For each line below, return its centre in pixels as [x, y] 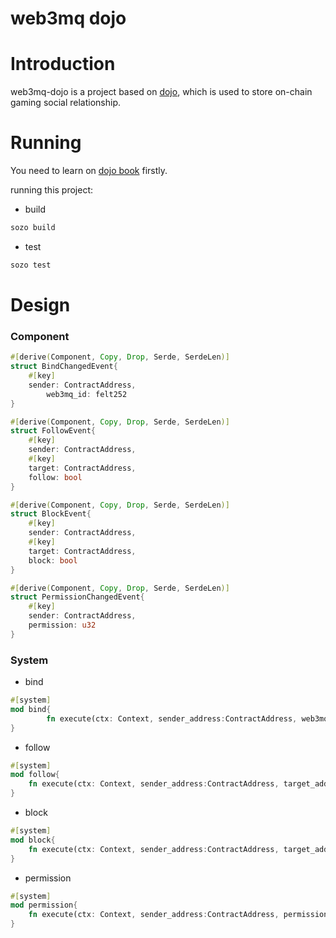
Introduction [63, 64]
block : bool [53, 560]
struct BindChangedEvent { [64, 367]
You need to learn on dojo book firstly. [89, 171]
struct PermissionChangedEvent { [77, 597]
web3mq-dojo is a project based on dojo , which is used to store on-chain [161, 92]
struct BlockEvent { [51, 514]
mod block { [33, 840]
